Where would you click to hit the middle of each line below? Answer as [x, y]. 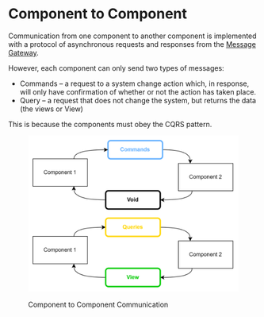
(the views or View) [51, 109]
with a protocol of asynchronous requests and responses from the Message [132, 44]
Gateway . [24, 52]
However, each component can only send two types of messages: [116, 68]
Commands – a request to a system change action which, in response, [134, 83]
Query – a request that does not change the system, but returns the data [138, 100]
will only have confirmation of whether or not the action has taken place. [138, 91]
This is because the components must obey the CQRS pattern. [110, 124]
